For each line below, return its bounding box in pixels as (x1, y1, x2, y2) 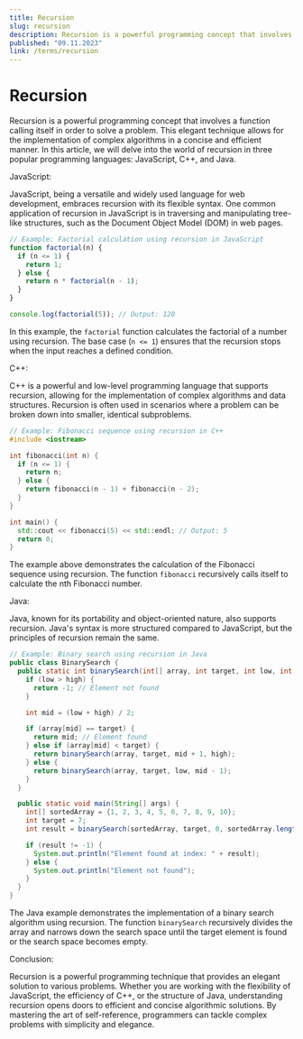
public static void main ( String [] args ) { (17, 799, 179, 808)
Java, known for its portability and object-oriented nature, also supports (9, 613, 277, 624)
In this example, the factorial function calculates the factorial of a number (9, 326, 288, 336)
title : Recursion (9, 13, 75, 23)
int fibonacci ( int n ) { (9, 451, 99, 460)
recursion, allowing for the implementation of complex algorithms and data (9, 390, 287, 400)
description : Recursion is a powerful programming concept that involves (9, 30, 293, 39)
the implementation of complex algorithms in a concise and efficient (9, 134, 262, 145)
